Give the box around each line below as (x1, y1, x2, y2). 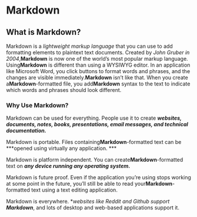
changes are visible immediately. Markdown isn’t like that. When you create (6, 74, 188, 81)
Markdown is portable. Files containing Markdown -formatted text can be (6, 139, 182, 146)
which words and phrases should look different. (6, 87, 122, 93)
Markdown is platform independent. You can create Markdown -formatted (6, 156, 183, 163)
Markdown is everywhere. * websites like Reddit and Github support (6, 198, 170, 205)
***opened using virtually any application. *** (6, 145, 117, 152)
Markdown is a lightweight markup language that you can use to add (6, 42, 173, 50)
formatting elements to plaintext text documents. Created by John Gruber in (6, 49, 190, 56)
